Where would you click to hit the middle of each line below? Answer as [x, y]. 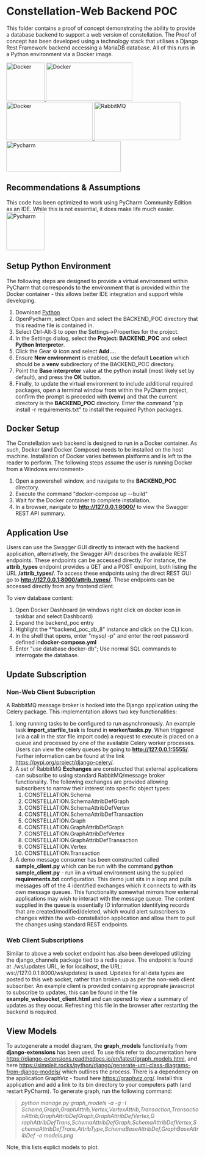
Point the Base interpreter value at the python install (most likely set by [105, 370]
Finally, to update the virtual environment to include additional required [104, 383]
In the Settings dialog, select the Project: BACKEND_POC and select [101, 338]
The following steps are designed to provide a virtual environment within [97, 281]
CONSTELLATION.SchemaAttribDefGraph [77, 801]
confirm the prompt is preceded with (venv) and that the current [96, 396]
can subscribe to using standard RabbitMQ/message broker [90, 775]
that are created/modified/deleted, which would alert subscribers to [100, 911]
